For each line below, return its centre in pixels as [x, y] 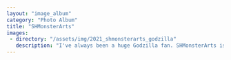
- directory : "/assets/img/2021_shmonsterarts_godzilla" [93, 39]
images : [18, 33]
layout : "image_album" [39, 13]
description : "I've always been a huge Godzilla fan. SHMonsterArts [116, 46]
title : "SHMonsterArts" [41, 26]
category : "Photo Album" [42, 20]
